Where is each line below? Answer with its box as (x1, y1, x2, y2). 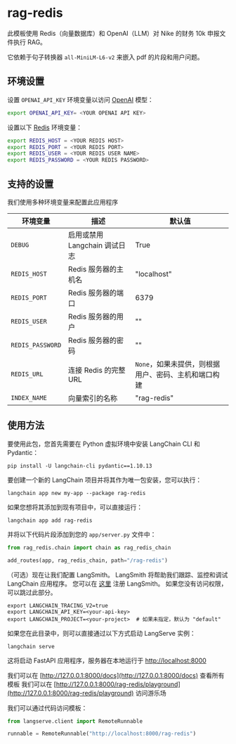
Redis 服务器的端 (67, 288, 124, 297)
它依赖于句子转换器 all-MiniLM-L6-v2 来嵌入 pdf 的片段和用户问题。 (7, 53, 204, 61)
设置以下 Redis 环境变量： (7, 123, 83, 132)
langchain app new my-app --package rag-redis (7, 489, 146, 496)
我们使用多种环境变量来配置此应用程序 (7, 198, 118, 206)
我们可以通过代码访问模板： (7, 703, 88, 712)
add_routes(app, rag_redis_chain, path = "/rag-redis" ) (7, 557, 169, 564)
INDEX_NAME (11, 394, 47, 402)
